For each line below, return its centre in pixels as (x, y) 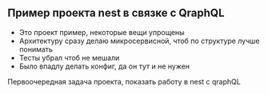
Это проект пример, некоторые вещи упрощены (102, 32)
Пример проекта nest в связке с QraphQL (116, 13)
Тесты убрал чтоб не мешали (69, 57)
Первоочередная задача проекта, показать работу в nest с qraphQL (124, 81)
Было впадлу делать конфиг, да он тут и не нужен (104, 66)
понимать (36, 49)
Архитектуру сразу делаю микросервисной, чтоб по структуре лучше (139, 41)
